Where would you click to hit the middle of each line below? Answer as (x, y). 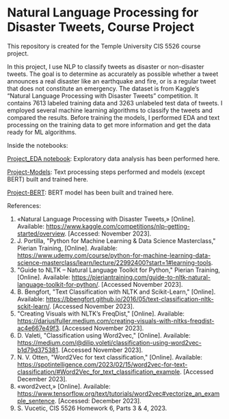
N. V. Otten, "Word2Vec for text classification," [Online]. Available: (110, 357)
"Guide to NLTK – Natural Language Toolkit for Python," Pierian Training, (119, 270)
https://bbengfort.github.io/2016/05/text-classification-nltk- (130, 299)
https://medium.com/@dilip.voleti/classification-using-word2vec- (109, 342)
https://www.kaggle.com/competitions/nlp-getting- (118, 226)
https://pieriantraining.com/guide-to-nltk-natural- (141, 277)
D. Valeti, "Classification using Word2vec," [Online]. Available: (104, 335)
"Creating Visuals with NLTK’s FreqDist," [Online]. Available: (100, 314)
